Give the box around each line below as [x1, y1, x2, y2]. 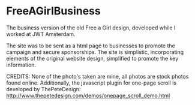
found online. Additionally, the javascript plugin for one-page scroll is [6, 79, 177, 86]
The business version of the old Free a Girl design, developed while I [6, 24, 176, 31]
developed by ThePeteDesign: [6, 85, 81, 92]
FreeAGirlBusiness [6, 4, 101, 18]
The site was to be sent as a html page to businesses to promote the [6, 42, 175, 49]
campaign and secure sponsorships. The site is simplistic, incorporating [6, 48, 184, 55]
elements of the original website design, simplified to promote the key [6, 55, 179, 62]
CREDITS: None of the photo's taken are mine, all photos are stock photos [6, 73, 189, 80]
